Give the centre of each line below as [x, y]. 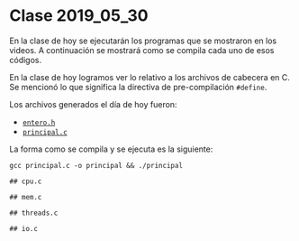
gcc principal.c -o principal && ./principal [96, 165]
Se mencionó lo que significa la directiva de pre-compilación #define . [138, 87]
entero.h [39, 123]
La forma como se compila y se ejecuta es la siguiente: [111, 149]
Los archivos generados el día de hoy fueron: [93, 104]
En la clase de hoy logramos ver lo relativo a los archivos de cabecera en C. [150, 77]
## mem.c [26, 197]
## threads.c [34, 213]
